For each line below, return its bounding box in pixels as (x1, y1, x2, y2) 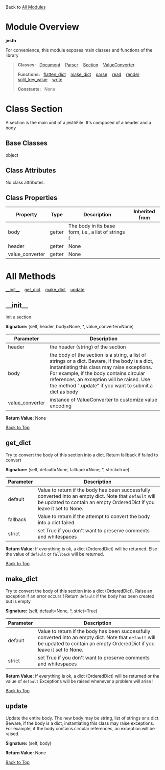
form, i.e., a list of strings (68, 228, 125, 235)
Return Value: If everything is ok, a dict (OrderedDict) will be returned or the (5, 673, 160, 679)
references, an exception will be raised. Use (49, 376, 151, 383)
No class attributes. (5, 179, 45, 185)
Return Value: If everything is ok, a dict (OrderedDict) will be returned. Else (5, 545, 158, 552)
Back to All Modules (5, 4, 46, 10)
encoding (49, 402, 71, 409)
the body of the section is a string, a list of (49, 351, 146, 358)
